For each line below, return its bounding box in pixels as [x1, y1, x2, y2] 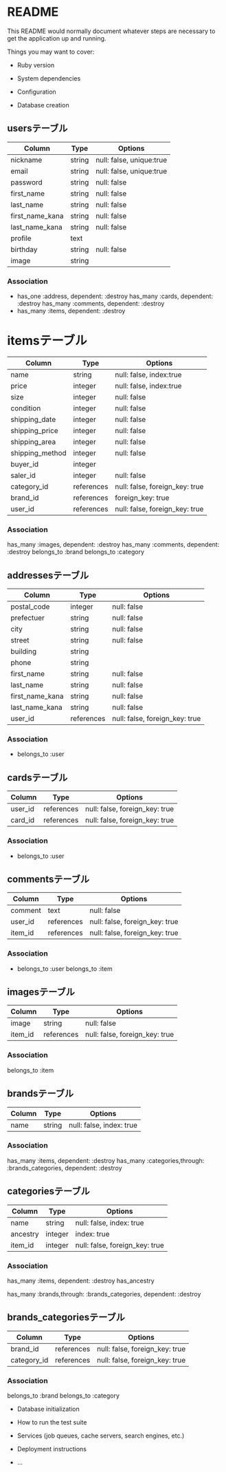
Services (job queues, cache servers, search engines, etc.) [16, 1431, 185, 1440]
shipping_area [10, 437, 56, 446]
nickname [10, 155, 43, 165]
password [10, 177, 43, 187]
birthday [10, 244, 38, 254]
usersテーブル [7, 123, 68, 134]
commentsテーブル [7, 873, 90, 885]
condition [10, 403, 41, 413]
